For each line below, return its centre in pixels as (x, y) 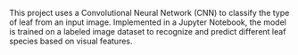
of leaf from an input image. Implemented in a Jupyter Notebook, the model (148, 22)
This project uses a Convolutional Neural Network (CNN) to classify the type (149, 13)
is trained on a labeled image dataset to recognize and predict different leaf (148, 31)
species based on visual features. (71, 41)
